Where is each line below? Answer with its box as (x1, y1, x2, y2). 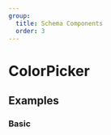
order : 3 (15, 27, 45, 35)
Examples (8, 94, 59, 108)
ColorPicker (8, 61, 91, 80)
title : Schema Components (15, 19, 104, 27)
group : (8, 11, 31, 20)
